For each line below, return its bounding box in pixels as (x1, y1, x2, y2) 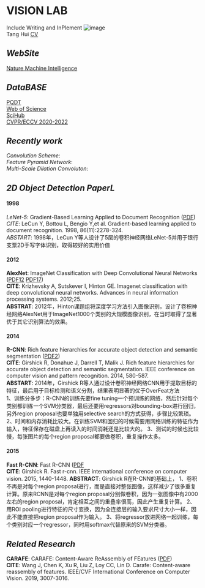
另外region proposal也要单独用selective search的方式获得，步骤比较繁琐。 (6, 410, 195, 417)
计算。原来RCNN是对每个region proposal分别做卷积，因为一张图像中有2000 (6, 490, 198, 497)
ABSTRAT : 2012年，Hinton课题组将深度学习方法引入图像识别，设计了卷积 (6, 303, 192, 310)
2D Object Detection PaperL (6, 183, 115, 193)
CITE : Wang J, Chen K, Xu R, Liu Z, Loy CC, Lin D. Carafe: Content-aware (6, 562, 191, 569)
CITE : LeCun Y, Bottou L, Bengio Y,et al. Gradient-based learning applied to (6, 220, 196, 227)
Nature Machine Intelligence (6, 64, 78, 72)
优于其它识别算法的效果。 (6, 318, 71, 325)
